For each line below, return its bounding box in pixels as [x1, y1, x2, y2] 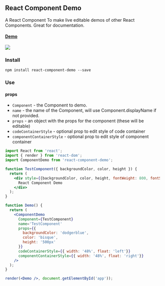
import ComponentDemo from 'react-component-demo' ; [5, 158, 113, 163]
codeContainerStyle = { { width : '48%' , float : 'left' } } [18, 249, 131, 253]
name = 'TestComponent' [18, 221, 63, 226]
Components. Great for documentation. [5, 22, 85, 28]
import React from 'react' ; [5, 148, 63, 153]
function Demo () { [5, 203, 43, 208]
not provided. [12, 113, 40, 119]
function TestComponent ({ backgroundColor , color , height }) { [5, 167, 137, 172]
